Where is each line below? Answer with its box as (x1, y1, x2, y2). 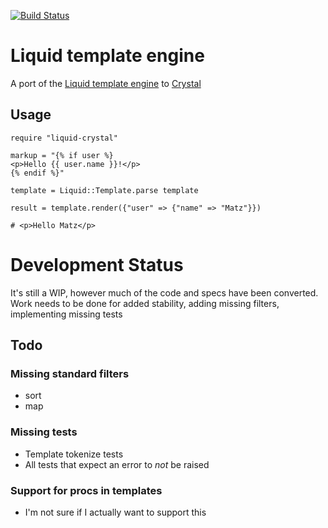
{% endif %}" (10, 168, 65, 178)
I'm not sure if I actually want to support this (24, 506, 207, 518)
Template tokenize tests (24, 448, 124, 460)
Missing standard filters (10, 367, 130, 380)
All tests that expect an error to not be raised (24, 458, 210, 470)
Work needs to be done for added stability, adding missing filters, (10, 297, 280, 309)
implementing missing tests (10, 308, 123, 320)
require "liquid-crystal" (10, 133, 118, 143)
